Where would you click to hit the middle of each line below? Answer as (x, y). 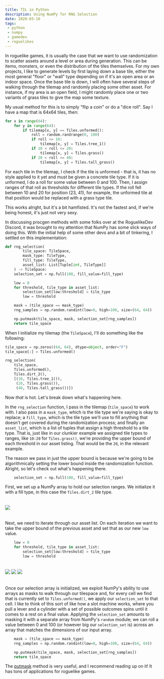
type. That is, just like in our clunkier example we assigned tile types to (76, 433)
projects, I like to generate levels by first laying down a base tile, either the (80, 71)
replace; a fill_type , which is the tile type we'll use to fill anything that (76, 417)
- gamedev (17, 37)
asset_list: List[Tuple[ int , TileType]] (64, 265)
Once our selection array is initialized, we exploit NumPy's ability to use (77, 588)
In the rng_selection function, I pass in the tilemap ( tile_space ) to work (77, 407)
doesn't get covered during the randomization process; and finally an (75, 423)
